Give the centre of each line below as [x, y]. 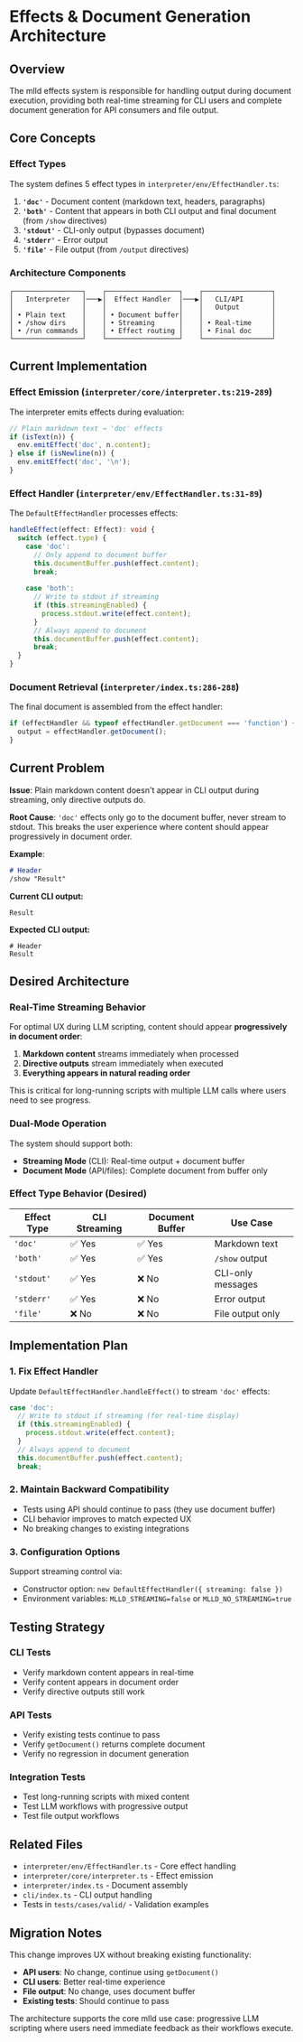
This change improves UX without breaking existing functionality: [130, 1955]
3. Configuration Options [65, 1552]
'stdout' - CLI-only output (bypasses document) [114, 230]
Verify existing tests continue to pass [91, 1735]
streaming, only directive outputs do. [78, 799]
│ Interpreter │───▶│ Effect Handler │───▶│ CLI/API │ [143, 299]
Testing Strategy [57, 1627]
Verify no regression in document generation [106, 1754]
